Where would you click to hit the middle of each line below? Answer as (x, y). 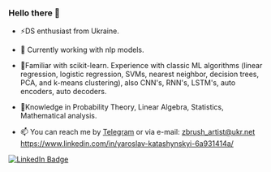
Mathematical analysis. (58, 116)
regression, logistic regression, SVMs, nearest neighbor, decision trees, (140, 74)
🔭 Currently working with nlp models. (82, 50)
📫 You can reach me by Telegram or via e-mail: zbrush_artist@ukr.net (138, 132)
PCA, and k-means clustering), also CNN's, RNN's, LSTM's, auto (128, 83)
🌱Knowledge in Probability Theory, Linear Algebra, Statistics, (122, 107)
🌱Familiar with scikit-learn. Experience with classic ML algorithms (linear (141, 66)
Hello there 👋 (34, 13)
